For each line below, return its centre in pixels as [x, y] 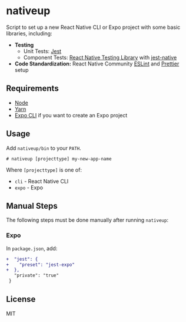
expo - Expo [29, 188]
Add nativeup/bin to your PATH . [44, 148]
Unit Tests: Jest [42, 51]
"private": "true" [36, 275]
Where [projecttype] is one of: [44, 170]
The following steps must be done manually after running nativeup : [87, 220]
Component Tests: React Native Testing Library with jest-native [100, 57]
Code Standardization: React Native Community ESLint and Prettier [97, 64]
